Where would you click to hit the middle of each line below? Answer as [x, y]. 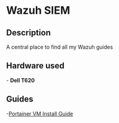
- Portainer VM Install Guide [40, 113]
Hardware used [35, 66]
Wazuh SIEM [38, 10]
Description [28, 33]
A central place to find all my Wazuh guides [60, 47]
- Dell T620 [20, 80]
